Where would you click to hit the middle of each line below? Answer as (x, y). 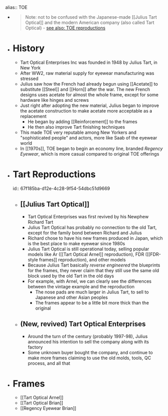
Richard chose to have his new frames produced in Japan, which (95, 238)
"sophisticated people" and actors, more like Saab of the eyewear (89, 138)
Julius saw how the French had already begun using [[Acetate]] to (89, 84)
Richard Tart (40, 222)
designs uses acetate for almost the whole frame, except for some (89, 94)
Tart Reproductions (54, 175)
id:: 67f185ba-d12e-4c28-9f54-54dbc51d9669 (61, 188)
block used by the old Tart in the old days (71, 276)
